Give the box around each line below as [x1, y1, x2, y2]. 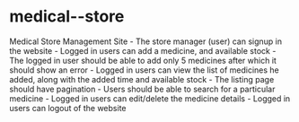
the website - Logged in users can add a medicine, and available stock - [9, 45, 277, 56]
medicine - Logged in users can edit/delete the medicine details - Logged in [9, 92, 291, 104]
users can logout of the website [9, 102, 127, 113]
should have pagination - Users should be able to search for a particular [9, 83, 276, 94]
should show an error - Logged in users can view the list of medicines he [9, 65, 280, 75]
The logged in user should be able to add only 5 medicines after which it [9, 55, 277, 65]
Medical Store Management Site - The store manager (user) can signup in [9, 36, 283, 47]
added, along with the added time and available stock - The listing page [9, 74, 275, 84]
